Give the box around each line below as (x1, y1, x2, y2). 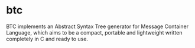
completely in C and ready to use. (6, 35, 89, 42)
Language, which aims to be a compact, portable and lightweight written (6, 29, 183, 36)
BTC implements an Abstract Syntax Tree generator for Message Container (6, 23, 189, 30)
